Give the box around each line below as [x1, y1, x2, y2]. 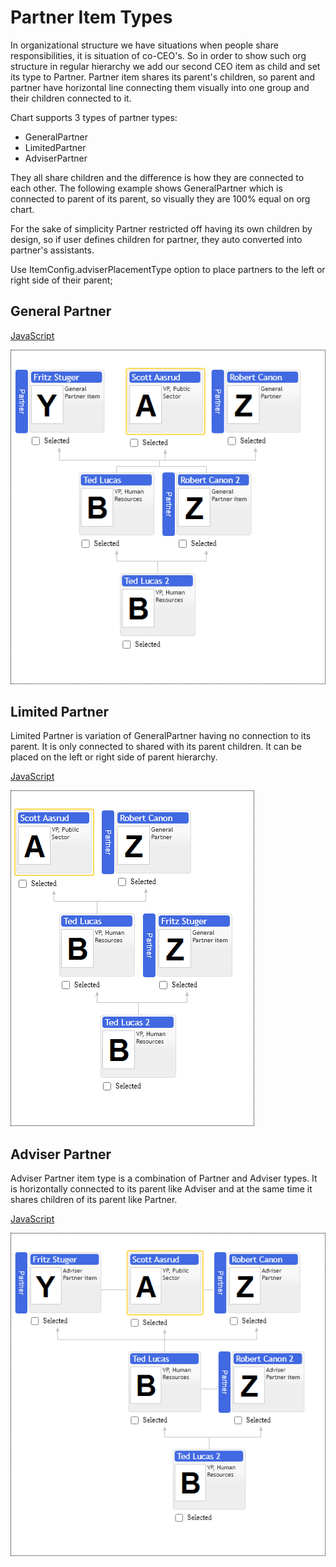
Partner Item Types [10, 6, 173, 29]
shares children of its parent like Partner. [10, 1194, 178, 1206]
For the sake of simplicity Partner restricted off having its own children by [10, 222, 313, 235]
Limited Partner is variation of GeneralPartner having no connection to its [10, 730, 312, 742]
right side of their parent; [10, 274, 113, 286]
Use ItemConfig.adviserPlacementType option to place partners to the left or [10, 263, 326, 275]
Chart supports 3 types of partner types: [10, 111, 178, 123]
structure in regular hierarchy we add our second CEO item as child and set [10, 60, 321, 72]
